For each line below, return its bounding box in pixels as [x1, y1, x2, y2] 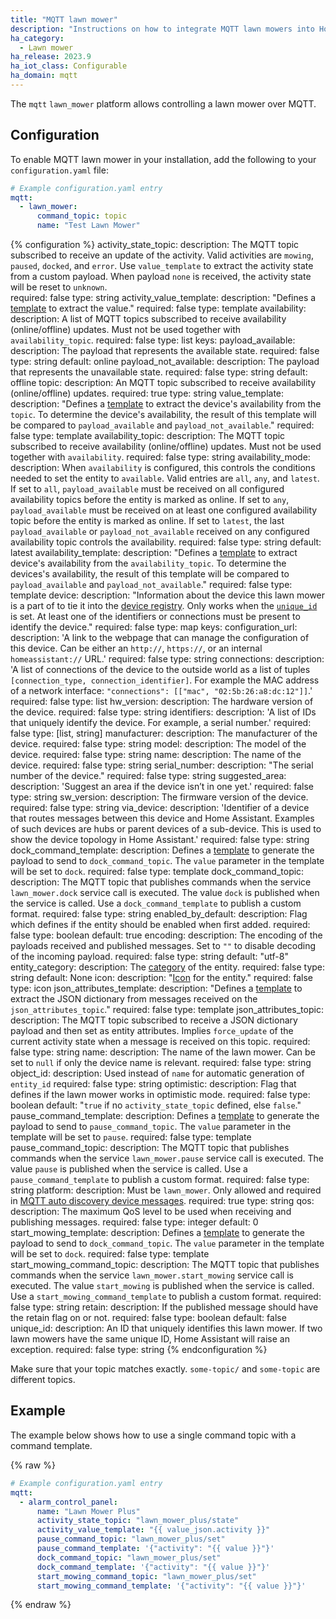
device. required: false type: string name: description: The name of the [10, 749, 302, 761]
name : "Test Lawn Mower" [36, 221, 141, 231]
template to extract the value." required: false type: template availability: [10, 302, 307, 315]
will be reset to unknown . [10, 281, 108, 293]
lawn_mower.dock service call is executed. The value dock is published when [10, 887, 320, 899]
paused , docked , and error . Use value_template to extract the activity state [10, 260, 314, 272]
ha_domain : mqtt [10, 71, 78, 81]
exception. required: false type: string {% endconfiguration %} [10, 1344, 268, 1356]
